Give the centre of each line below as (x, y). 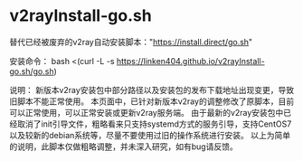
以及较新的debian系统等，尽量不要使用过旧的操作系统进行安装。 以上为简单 (150, 135)
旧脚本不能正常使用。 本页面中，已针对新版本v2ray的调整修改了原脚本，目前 (152, 101)
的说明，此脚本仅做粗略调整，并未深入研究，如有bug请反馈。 (123, 147)
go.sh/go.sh (32, 71)
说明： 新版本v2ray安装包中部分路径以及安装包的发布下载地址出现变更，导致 (152, 90)
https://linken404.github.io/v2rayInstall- (190, 61)
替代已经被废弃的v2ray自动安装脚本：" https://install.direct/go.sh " (131, 42)
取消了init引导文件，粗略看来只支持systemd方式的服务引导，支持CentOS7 (154, 124)
